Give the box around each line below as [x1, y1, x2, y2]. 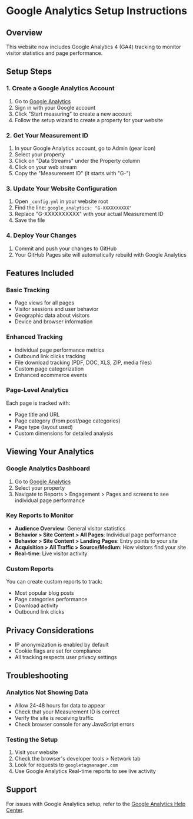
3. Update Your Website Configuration [6, 184, 118, 192]
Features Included [6, 268, 74, 278]
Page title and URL [14, 411, 60, 418]
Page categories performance [14, 596, 88, 603]
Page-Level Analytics [6, 386, 69, 394]
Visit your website [14, 748, 58, 756]
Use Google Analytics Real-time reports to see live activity [14, 767, 156, 774]
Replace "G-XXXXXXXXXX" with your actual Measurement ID [14, 211, 164, 218]
